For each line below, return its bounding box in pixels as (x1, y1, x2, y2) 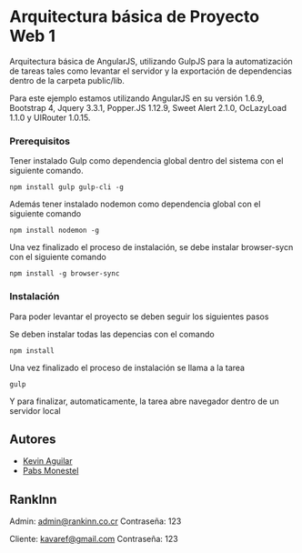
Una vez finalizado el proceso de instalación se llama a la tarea (9, 362, 246, 373)
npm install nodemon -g (9, 226, 100, 236)
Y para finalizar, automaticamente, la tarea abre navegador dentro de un (9, 396, 279, 407)
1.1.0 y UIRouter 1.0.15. (9, 112, 91, 123)
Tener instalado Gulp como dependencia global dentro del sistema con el (9, 156, 284, 166)
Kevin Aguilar (22, 456, 73, 467)
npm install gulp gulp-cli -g (9, 183, 125, 192)
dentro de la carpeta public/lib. (9, 75, 126, 85)
